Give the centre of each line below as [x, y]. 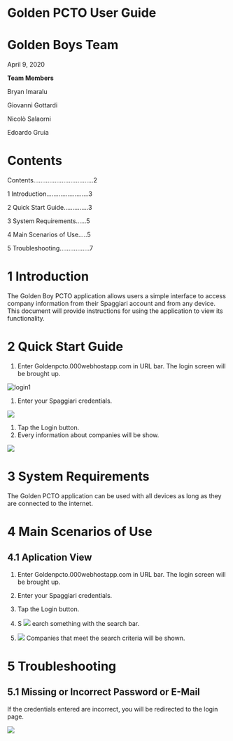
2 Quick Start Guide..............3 [50, 208]
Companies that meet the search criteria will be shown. [106, 638]
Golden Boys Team [63, 45]
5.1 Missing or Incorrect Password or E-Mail [104, 692]
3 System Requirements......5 [49, 221]
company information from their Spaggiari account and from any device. [111, 303]
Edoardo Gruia [28, 133]
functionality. [26, 318]
